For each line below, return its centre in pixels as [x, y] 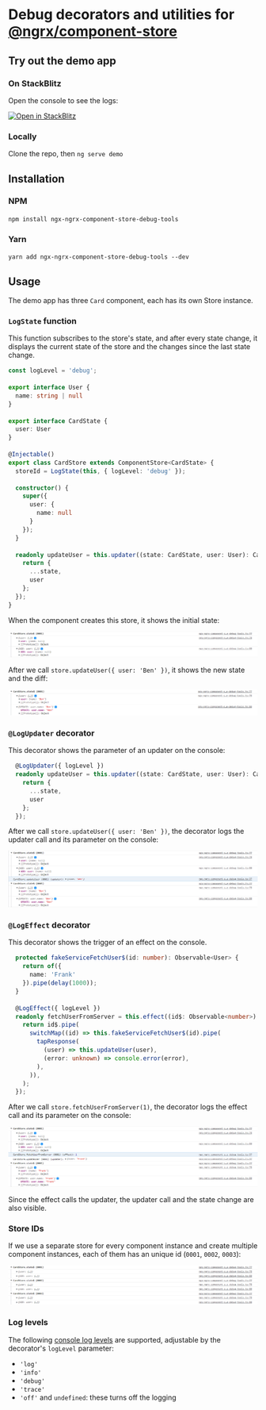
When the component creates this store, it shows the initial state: [114, 620]
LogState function [43, 321]
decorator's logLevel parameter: [61, 1348]
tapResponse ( [58, 1042]
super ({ [35, 496]
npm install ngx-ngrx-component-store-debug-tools [93, 219]
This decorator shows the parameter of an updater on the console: [117, 751]
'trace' [32, 1389]
